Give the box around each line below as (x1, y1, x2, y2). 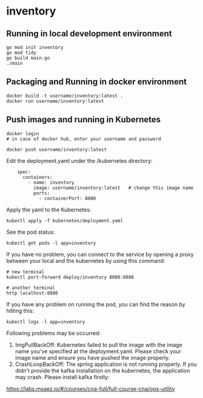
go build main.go (6, 55, 50, 61)
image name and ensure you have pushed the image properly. (15, 354, 170, 361)
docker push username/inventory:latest (6, 147, 107, 153)
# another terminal (6, 285, 56, 291)
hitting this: (6, 307, 35, 314)
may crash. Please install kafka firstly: (15, 373, 110, 380)
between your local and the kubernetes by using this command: (6, 257, 165, 264)
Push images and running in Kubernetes (6, 114, 161, 125)
